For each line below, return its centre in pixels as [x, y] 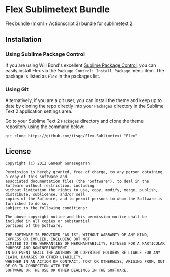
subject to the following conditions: [46, 208]
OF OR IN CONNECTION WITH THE [37, 266]
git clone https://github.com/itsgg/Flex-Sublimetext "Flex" [72, 136]
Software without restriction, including [50, 185]
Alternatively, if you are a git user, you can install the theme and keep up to [83, 100]
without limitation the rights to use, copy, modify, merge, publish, [82, 190]
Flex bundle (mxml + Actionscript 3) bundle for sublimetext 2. [69, 23]
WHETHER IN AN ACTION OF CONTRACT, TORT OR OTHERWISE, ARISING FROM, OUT [85, 261]
